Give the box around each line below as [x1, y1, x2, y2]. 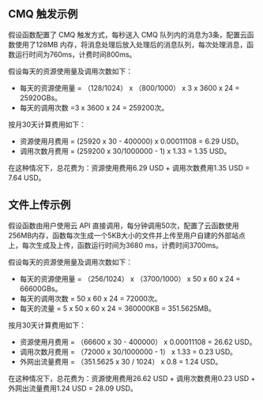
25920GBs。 [19, 93, 62, 103]
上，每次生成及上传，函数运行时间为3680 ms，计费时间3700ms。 [8, 240, 224, 250]
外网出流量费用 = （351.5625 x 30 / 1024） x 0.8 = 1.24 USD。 [19, 357, 223, 366]
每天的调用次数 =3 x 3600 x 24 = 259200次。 [19, 103, 168, 112]
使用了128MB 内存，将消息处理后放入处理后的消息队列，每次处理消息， [14, 39, 247, 49]
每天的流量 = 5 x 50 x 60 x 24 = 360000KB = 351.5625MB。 [19, 303, 216, 313]
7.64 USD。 [8, 173, 46, 182]
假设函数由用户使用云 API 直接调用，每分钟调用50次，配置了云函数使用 [8, 220, 239, 230]
